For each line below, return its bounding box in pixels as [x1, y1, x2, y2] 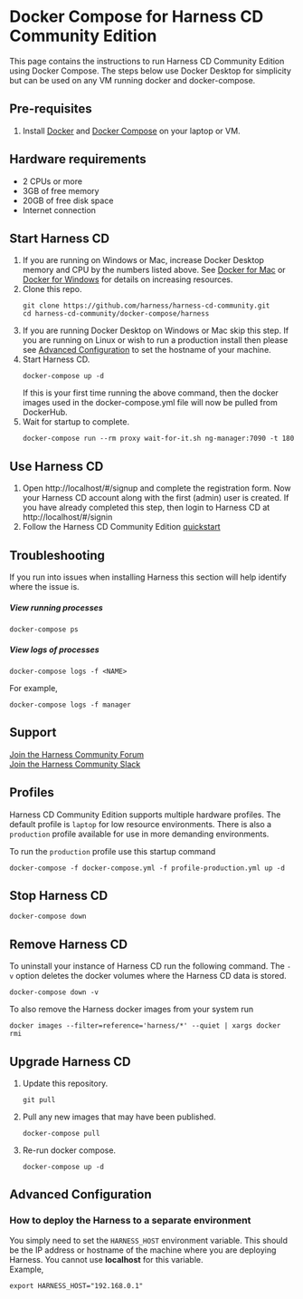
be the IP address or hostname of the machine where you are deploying [9, 1245, 277, 1255]
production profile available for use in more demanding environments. [9, 828, 270, 839]
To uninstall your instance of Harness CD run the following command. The [9, 961, 285, 972]
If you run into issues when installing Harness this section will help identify [9, 571, 287, 582]
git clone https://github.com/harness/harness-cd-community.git [22, 301, 270, 310]
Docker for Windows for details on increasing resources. [22, 274, 233, 285]
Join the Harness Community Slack [9, 758, 141, 769]
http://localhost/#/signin [22, 512, 113, 523]
